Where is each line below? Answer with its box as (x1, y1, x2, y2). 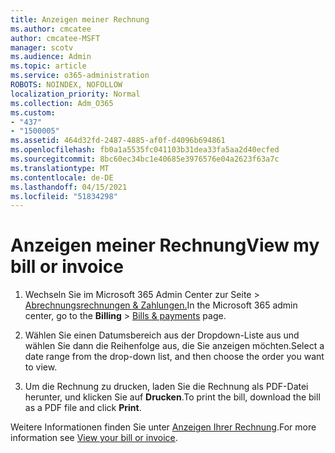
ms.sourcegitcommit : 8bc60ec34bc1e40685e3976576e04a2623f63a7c (10, 154, 280, 164)
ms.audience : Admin (10, 52, 92, 62)
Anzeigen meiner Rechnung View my (10, 234, 320, 257)
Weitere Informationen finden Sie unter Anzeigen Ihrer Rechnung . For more (10, 421, 317, 433)
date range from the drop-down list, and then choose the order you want (24, 351, 325, 363)
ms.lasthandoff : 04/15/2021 (10, 182, 128, 192)
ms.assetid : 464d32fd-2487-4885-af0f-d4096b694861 (10, 136, 226, 146)
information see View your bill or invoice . (10, 432, 178, 444)
